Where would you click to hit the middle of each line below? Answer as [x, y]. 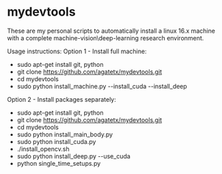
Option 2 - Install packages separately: [61, 99]
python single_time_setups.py [59, 163]
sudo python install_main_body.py [65, 134]
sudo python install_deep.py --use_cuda [74, 156]
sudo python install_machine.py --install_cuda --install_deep [102, 86]
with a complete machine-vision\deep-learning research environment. [106, 38]
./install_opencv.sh [43, 149]
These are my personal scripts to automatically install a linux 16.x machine [111, 31]
